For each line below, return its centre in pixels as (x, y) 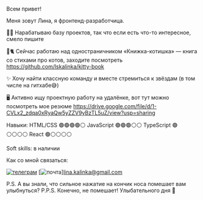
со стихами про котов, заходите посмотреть (65, 60)
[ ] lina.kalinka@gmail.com (81, 172)
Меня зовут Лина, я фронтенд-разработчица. (66, 20)
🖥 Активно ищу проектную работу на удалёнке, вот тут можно (88, 98)
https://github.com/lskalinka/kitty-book (55, 66)
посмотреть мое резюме (39, 106)
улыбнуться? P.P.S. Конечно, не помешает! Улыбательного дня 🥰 (91, 190)
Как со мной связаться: (37, 160)
